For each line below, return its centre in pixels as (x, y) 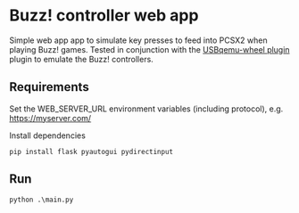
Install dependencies (48, 135)
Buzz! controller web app (104, 16)
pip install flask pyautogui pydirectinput (91, 152)
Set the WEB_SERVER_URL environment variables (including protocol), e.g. (146, 109)
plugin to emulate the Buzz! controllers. (81, 59)
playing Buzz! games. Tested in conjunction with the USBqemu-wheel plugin (149, 49)
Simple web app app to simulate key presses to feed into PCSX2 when (138, 40)
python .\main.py (42, 200)
